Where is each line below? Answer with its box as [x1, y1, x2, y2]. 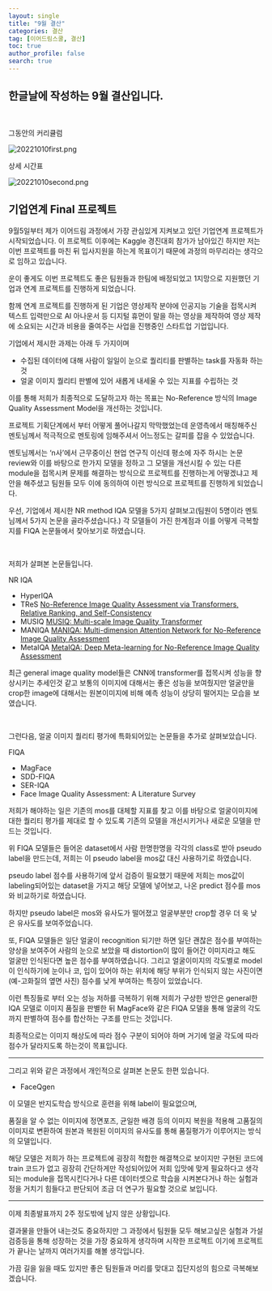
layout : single [8, 11, 60, 20]
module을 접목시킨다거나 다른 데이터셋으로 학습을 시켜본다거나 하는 [23, 1173, 237, 1183]
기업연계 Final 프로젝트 [8, 203, 117, 217]
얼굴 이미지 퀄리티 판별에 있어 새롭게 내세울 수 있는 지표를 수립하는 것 [19, 375, 239, 385]
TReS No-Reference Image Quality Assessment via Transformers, [19, 599, 239, 609]
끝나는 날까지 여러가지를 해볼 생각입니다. [16, 1246, 145, 1255]
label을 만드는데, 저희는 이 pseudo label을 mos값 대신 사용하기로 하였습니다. [8, 853, 252, 863]
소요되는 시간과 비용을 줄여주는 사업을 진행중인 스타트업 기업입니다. [16, 321, 229, 331]
